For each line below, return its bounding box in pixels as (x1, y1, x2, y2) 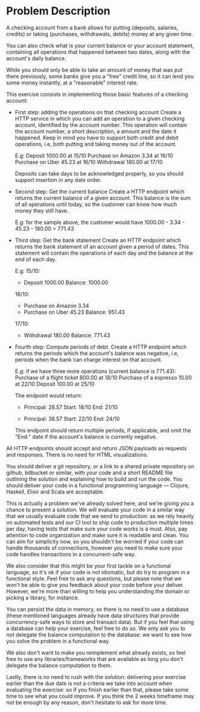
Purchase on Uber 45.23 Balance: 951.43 (23, 308, 125, 316)
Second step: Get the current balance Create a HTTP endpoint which (14, 187, 185, 195)
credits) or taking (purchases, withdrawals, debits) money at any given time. (6, 30, 193, 37)
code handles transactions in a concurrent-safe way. (6, 550, 136, 558)
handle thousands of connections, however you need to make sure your (6, 544, 183, 552)
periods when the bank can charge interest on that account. (14, 356, 162, 363)
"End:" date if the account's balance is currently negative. (14, 433, 158, 440)
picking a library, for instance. (6, 594, 79, 601)
